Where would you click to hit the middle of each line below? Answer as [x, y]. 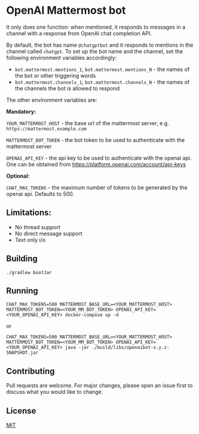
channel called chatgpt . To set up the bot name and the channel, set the [95, 51]
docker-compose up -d [92, 315]
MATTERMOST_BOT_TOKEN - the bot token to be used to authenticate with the [96, 140]
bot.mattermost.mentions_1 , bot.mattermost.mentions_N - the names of [102, 69]
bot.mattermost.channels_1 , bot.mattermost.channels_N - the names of [102, 82]
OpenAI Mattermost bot [66, 10]
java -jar [77, 348]
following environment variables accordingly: [62, 57]
